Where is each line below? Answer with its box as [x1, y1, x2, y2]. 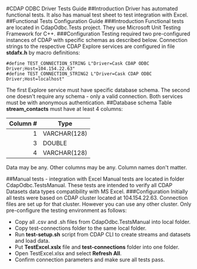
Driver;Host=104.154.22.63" [6, 66, 76, 72]
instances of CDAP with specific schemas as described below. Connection [6, 37, 188, 43]
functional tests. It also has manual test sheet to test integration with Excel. [6, 11, 188, 18]
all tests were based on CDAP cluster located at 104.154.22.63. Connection [6, 194, 188, 201]
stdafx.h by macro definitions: [6, 49, 80, 56]
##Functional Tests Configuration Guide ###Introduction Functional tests [6, 18, 185, 24]
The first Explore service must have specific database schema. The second [6, 87, 190, 94]
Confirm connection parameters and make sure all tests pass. [14, 256, 165, 263]
